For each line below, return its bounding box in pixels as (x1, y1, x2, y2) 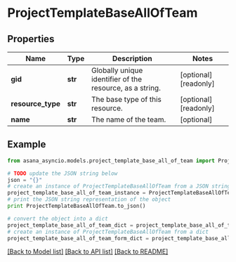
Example (7, 138, 46, 150)
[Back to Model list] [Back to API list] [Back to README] (7, 247, 169, 256)
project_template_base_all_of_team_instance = (7, 190, 146, 197)
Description (112, 54, 152, 63)
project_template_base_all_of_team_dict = (7, 221, 133, 229)
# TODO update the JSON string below (7, 170, 118, 177)
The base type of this (91, 95, 162, 104)
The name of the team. (91, 114, 166, 124)
